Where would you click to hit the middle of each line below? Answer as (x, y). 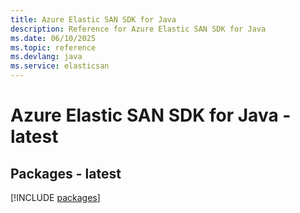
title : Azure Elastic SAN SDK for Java (93, 19)
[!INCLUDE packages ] (55, 197)
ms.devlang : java (46, 57)
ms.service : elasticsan (60, 66)
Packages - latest (66, 173)
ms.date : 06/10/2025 (53, 38)
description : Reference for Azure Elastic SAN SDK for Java (138, 29)
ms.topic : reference (53, 47)
